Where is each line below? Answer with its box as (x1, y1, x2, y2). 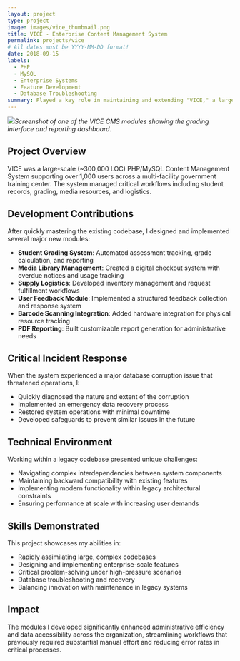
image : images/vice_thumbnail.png (7, 24, 111, 31)
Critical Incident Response (7, 353, 128, 365)
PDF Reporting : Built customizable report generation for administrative (17, 324, 226, 333)
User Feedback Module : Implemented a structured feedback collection (17, 293, 228, 302)
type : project (7, 17, 50, 24)
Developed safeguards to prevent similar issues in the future (17, 415, 196, 424)
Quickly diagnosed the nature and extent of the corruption (17, 393, 189, 401)
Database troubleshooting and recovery (17, 575, 136, 584)
